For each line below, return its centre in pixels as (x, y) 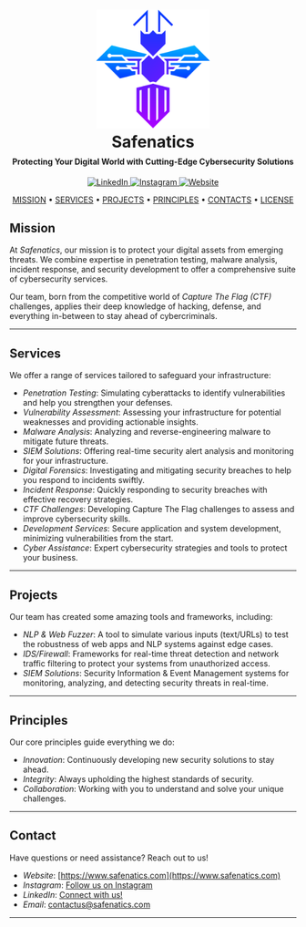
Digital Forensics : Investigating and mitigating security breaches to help (157, 470)
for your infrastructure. (66, 461)
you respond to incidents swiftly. (84, 480)
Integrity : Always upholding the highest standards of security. (138, 778)
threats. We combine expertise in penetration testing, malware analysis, (143, 260)
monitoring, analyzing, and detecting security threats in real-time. (145, 683)
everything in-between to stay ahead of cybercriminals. (114, 316)
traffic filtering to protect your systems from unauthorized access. (146, 664)
